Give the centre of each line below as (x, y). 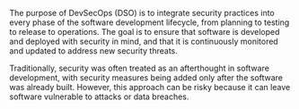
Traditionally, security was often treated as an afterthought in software (139, 68)
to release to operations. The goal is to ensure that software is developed (145, 32)
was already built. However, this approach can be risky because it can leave (150, 87)
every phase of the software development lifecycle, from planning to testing (149, 22)
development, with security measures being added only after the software (146, 78)
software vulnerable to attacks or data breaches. (99, 96)
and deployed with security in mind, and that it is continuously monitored (144, 41)
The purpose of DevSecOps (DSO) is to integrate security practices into (142, 13)
